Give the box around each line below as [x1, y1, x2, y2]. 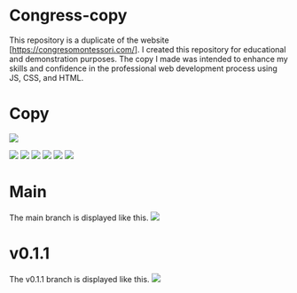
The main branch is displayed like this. [9, 212, 149, 223]
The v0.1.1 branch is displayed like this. [9, 273, 150, 284]
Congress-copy [9, 5, 128, 26]
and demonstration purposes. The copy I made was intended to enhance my [9, 53, 288, 64]
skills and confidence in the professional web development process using [9, 63, 277, 74]
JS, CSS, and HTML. [9, 72, 84, 83]
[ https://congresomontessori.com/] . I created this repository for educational [9, 44, 286, 54]
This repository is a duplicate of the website [9, 35, 170, 45]
